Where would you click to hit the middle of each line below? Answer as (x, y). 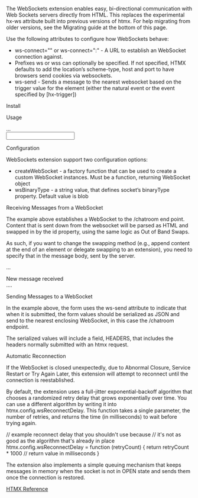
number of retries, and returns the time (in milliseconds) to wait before (92, 417)
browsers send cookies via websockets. (64, 75)
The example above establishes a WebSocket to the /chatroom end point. (95, 219)
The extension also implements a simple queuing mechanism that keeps (94, 465)
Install (13, 106)
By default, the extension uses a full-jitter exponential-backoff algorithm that (99, 391)
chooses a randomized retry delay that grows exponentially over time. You (97, 398)
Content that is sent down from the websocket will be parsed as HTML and (97, 225)
